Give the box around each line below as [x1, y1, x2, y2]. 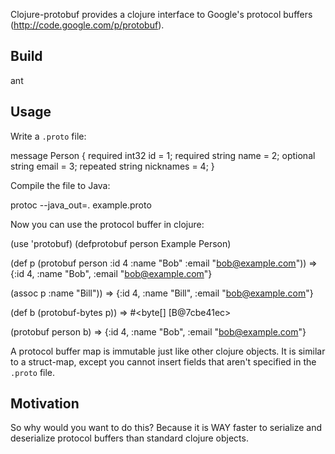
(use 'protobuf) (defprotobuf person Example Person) [10, 237, 232, 249]
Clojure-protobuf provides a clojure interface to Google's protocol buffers [10, 9, 313, 20]
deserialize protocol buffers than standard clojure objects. [10, 432, 249, 444]
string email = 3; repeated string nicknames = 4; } [10, 160, 215, 172]
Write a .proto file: [10, 130, 87, 142]
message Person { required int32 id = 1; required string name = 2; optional [10, 149, 316, 161]
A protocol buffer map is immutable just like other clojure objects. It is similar [10, 345, 326, 357]
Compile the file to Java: [10, 179, 111, 191]
